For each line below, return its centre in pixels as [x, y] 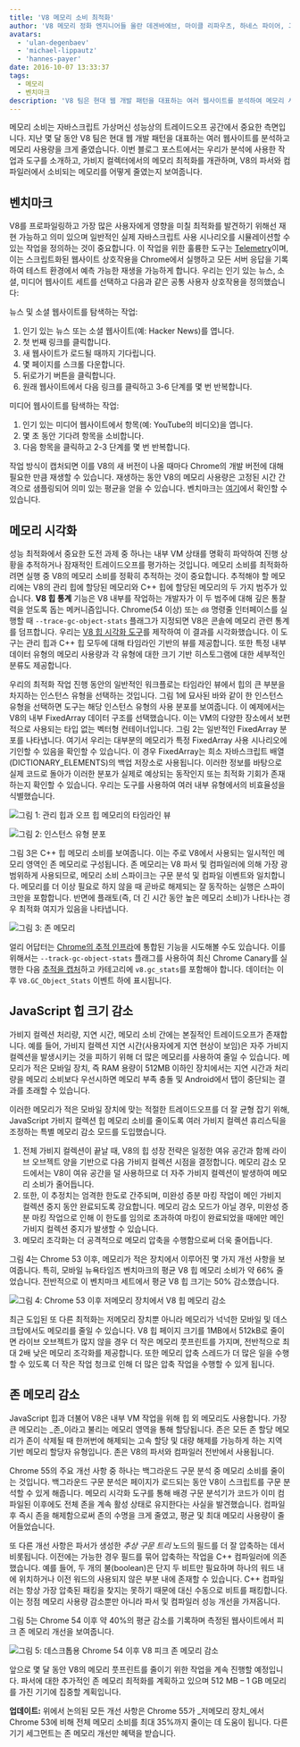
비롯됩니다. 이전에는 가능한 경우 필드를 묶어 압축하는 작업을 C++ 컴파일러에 [140, 1557]
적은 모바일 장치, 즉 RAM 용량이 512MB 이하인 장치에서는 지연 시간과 [152, 1068]
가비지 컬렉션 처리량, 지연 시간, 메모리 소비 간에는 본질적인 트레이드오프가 [137, 1034]
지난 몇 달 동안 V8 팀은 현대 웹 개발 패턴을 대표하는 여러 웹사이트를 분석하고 [159, 139]
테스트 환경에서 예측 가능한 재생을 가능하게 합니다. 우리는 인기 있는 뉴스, [150, 271]
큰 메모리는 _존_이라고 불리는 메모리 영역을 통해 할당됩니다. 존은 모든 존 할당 [142, 1429]
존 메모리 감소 [45, 1395]
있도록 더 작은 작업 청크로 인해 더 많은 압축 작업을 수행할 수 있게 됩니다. [151, 1364]
